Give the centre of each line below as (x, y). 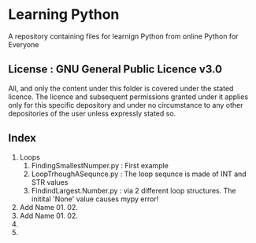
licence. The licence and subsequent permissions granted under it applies (128, 97)
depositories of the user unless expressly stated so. (92, 113)
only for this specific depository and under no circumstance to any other (126, 105)
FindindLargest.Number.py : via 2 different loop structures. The (134, 190)
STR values (50, 182)
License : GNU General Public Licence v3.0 (115, 70)
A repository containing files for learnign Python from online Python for (123, 36)
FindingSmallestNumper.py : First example (100, 165)
